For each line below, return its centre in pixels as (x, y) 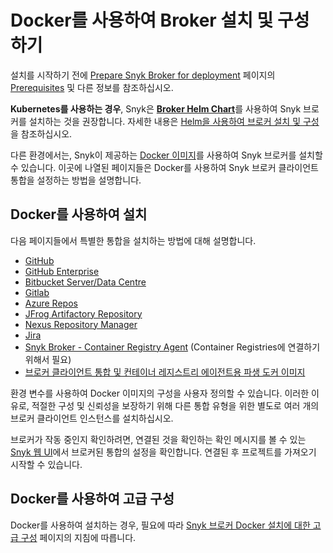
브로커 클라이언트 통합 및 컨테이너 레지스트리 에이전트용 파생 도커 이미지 (165, 372)
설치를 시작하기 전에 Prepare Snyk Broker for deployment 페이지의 (143, 75)
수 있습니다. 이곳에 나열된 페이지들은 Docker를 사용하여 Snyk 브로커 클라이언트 (164, 167)
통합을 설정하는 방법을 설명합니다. (76, 180)
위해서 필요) (48, 359)
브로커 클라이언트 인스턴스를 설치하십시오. (92, 418)
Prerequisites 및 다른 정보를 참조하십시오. (92, 87)
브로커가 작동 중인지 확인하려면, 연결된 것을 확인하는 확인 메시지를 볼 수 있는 (158, 439)
